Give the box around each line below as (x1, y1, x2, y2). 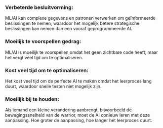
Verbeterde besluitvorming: (5, 4, 74, 11)
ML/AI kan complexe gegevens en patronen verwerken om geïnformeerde (5, 15, 156, 21)
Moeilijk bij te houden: (5, 95, 59, 102)
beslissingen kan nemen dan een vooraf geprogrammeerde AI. (5, 26, 132, 32)
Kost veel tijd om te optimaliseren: (5, 67, 89, 74)
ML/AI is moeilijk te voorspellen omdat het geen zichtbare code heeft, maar (5, 49, 158, 55)
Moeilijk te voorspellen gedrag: (5, 38, 81, 45)
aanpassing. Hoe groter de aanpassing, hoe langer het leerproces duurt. (5, 118, 152, 124)
